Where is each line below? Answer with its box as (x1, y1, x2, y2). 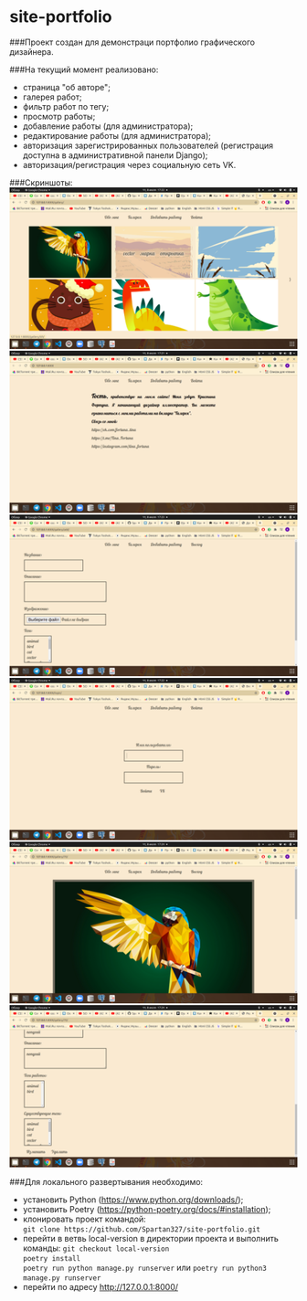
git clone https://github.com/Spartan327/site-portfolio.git (22, 1224, 261, 1234)
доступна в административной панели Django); (22, 149, 208, 161)
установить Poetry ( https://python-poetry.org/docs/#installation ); (22, 1203, 271, 1214)
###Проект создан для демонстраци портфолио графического (9, 37, 256, 48)
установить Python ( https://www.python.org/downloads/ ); (22, 1194, 244, 1205)
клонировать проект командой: (22, 1213, 146, 1224)
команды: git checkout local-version (22, 1243, 170, 1253)
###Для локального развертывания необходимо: (9, 1176, 204, 1187)
